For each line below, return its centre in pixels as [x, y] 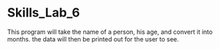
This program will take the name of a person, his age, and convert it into [110, 32]
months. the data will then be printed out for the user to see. [93, 39]
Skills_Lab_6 [44, 13]
